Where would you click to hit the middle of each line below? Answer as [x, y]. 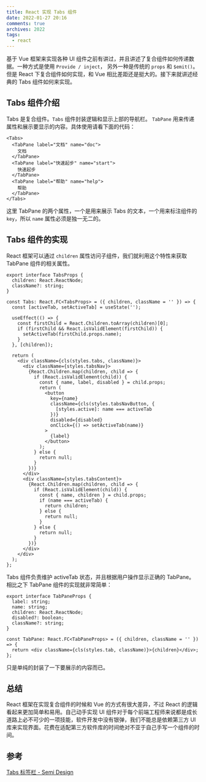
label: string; [31, 602]
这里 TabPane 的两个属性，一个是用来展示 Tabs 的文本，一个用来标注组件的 [102, 211]
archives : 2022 [26, 29]
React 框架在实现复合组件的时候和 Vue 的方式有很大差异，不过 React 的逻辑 [102, 704]
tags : [13, 35]
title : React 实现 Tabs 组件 [42, 12]
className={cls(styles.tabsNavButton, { [102, 404]
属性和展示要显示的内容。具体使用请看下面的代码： [71, 126]
